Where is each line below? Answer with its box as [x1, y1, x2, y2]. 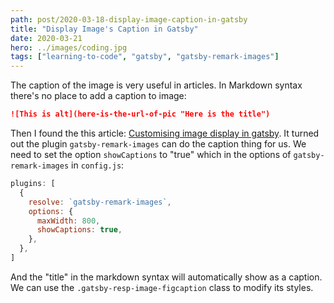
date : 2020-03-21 [10, 33, 83, 43]
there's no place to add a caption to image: [10, 90, 187, 102]
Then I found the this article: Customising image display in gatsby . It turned [10, 127, 320, 139]
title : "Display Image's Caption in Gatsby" [10, 24, 199, 34]
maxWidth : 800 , [36, 216, 101, 226]
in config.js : [71, 159, 125, 171]
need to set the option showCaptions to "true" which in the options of [10, 149, 292, 160]
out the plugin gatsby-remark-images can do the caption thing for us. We [10, 138, 307, 150]
